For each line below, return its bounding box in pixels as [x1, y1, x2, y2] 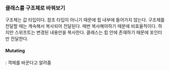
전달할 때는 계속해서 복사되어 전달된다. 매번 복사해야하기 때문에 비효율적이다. [5, 23, 157, 29]
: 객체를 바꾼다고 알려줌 [5, 59, 52, 65]
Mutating [5, 47, 25, 53]
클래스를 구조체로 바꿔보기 [5, 4, 65, 11]
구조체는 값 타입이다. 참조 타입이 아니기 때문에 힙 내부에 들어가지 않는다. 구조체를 [5, 17, 165, 23]
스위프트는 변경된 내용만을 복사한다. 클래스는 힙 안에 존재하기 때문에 [14, 29, 149, 36]
